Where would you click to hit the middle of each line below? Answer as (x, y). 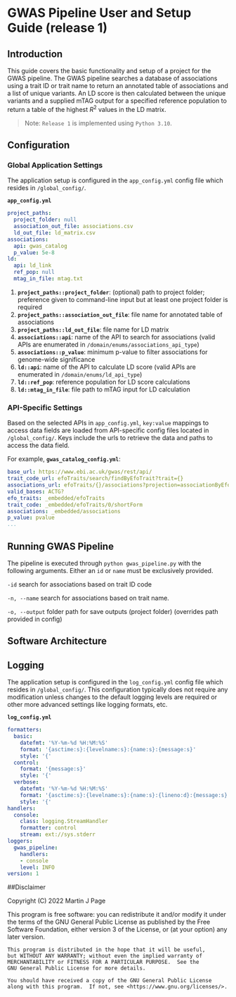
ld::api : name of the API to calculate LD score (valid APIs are (107, 367)
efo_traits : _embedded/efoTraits (56, 498)
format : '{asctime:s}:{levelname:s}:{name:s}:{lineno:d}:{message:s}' (125, 795)
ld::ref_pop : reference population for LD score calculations (104, 382)
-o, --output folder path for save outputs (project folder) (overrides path (113, 611)
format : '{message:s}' (53, 769)
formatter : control (48, 828)
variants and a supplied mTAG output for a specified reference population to (117, 101)
